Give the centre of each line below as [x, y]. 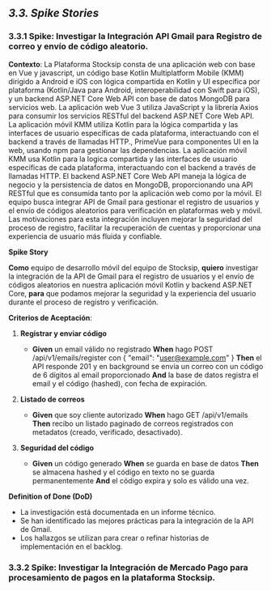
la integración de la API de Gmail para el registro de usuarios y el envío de [131, 276]
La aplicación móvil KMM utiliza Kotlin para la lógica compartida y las [123, 124]
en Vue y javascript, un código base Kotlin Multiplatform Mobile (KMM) [126, 73]
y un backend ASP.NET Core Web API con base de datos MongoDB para [129, 98]
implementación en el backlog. [71, 546]
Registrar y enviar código [64, 333]
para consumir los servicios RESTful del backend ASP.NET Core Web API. [131, 116]
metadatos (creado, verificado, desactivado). [107, 432]
